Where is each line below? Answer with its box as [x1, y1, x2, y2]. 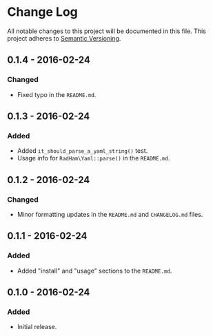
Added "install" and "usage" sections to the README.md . [17, 266, 172, 275]
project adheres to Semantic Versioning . [7, 34, 121, 42]
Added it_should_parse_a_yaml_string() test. [17, 147, 148, 155]
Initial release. [17, 323, 57, 331]
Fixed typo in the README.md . [17, 90, 97, 98]
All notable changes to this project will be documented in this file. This [7, 27, 207, 35]
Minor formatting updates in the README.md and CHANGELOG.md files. [17, 211, 203, 218]
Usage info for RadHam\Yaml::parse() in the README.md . [17, 154, 170, 162]
